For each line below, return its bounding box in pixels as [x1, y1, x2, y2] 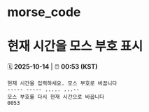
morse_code [7, 4, 81, 20]
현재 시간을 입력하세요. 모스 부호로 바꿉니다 [7, 80, 118, 87]
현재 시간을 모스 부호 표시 [7, 38, 143, 55]
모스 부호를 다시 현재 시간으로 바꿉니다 [7, 94, 105, 101]
